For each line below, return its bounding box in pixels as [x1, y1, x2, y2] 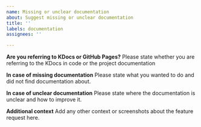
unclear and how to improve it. [6, 96, 82, 103]
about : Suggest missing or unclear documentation [6, 15, 134, 21]
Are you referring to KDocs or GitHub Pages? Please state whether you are [6, 53, 195, 60]
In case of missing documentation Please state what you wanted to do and [6, 71, 194, 79]
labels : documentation [6, 25, 63, 32]
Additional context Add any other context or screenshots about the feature [6, 108, 194, 115]
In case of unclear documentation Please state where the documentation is [6, 90, 196, 97]
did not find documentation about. [6, 78, 91, 85]
